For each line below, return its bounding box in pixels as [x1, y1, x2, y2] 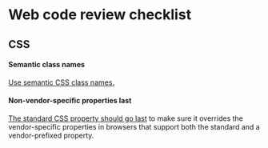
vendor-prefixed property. [8, 130, 94, 140]
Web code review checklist [8, 6, 192, 24]
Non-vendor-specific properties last [8, 96, 132, 106]
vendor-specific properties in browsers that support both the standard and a [8, 122, 260, 131]
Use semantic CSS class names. [8, 78, 114, 87]
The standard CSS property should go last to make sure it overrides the [8, 114, 244, 123]
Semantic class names [8, 60, 86, 70]
